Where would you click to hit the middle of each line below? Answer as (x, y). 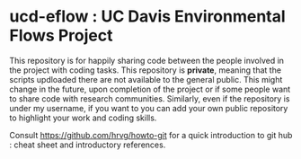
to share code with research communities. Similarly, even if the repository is (150, 98)
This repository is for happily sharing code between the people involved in (147, 60)
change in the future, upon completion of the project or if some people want (150, 89)
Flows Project (61, 35)
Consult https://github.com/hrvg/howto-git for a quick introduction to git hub (151, 135)
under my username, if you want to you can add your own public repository (149, 108)
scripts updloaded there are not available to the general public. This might (146, 79)
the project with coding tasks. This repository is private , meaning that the (145, 70)
